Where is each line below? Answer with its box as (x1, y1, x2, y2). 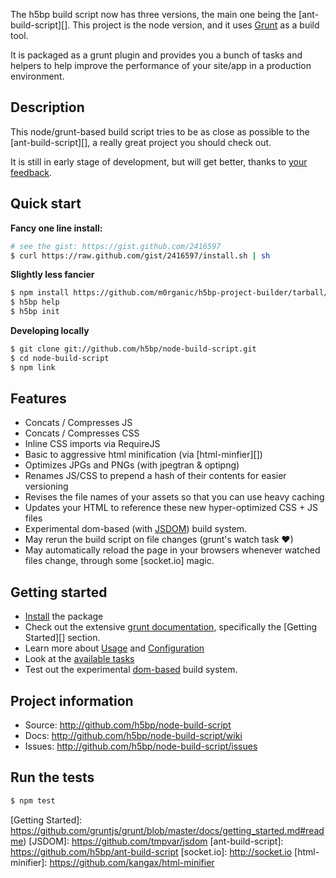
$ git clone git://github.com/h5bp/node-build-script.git (10, 344, 257, 354)
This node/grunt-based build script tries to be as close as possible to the (10, 125, 310, 138)
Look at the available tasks (24, 653, 135, 665)
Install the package (24, 610, 104, 623)
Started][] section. (24, 632, 101, 644)
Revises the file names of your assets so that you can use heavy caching (24, 491, 325, 503)
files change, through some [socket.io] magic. (24, 555, 215, 567)
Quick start (10, 195, 82, 213)
